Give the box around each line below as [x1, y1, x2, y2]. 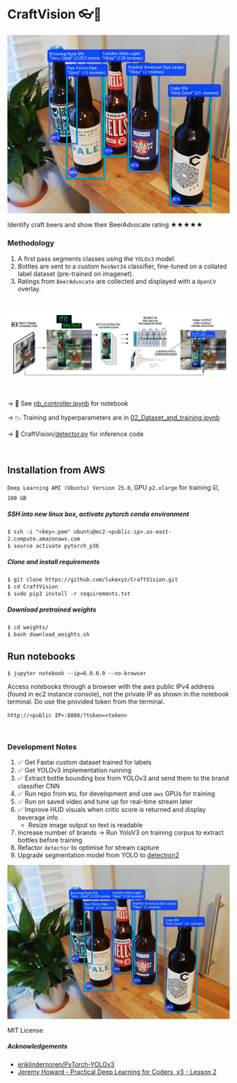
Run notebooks [7, 650, 75, 663]
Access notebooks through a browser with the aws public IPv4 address [7, 682, 215, 691]
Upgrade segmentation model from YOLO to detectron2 [17, 851, 180, 859]
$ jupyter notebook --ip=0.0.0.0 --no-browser [7, 670, 147, 677]
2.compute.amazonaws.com [7, 536, 80, 543]
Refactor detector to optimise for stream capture [17, 844, 160, 852]
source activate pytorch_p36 [13, 543, 99, 550]
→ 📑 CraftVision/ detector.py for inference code [7, 430, 144, 438]
